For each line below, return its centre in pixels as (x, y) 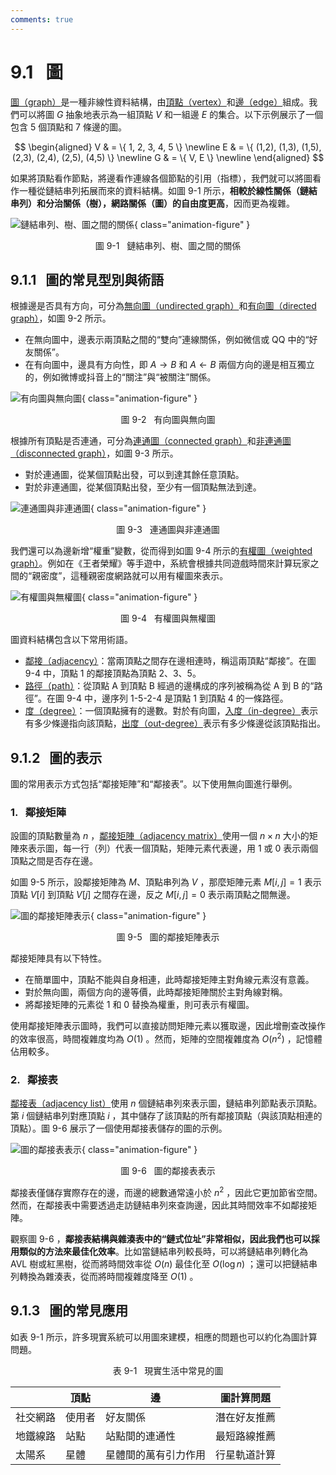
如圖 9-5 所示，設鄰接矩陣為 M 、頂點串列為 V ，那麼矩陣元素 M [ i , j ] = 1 (156, 882)
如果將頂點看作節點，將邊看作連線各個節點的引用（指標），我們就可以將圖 (161, 178)
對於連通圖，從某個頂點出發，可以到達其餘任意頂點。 (134, 475)
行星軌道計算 (246, 1454)
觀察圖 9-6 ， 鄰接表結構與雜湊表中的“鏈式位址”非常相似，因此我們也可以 (161, 1239)
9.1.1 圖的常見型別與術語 (87, 279)
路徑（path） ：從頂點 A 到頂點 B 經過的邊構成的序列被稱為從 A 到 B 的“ (169, 686)
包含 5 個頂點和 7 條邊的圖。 (68, 127)
